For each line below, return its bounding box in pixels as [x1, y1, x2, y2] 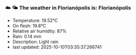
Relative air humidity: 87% [12, 28, 67, 34]
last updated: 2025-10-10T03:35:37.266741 [12, 44, 102, 50]
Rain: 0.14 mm [12, 33, 42, 39]
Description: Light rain [12, 39, 59, 45]
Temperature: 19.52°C [12, 17, 58, 23]
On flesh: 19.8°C [12, 23, 46, 29]
